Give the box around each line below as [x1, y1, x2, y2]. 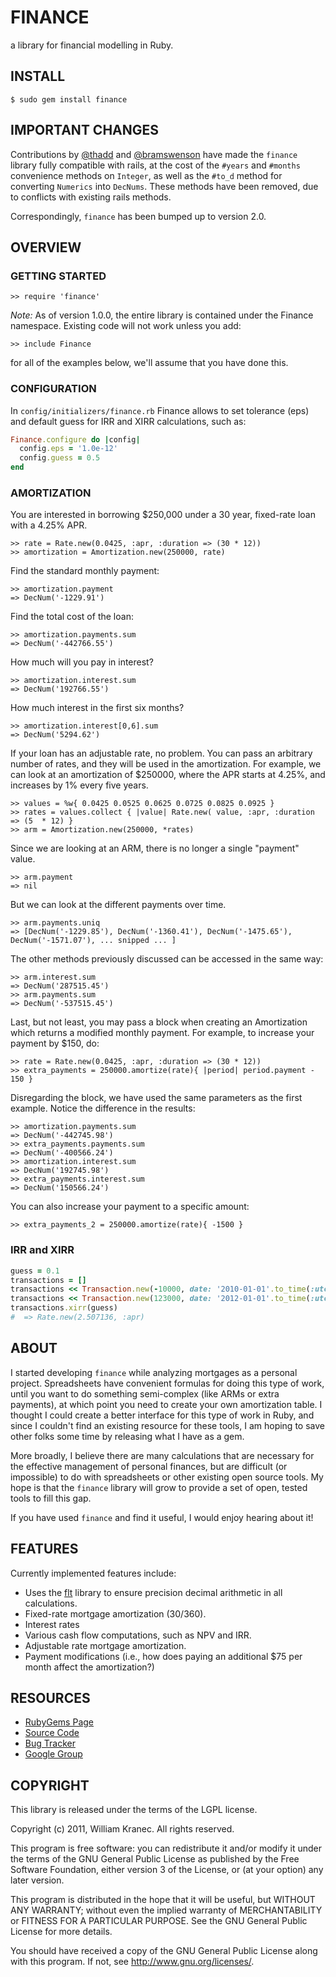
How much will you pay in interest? [10, 656, 154, 668]
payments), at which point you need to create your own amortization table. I [10, 1398, 323, 1410]
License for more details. [10, 1926, 113, 1938]
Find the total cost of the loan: [10, 611, 134, 623]
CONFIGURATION [10, 382, 97, 396]
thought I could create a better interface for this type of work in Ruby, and [10, 1409, 315, 1421]
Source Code [24, 1727, 80, 1739]
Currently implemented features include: [10, 1567, 177, 1579]
